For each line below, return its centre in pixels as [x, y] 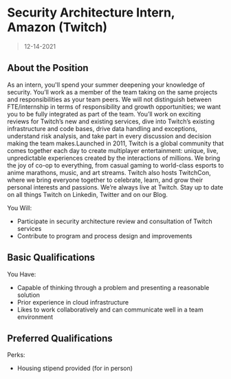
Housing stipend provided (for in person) [75, 368]
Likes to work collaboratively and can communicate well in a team [110, 309]
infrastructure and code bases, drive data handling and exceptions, [102, 128]
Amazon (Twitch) [57, 27]
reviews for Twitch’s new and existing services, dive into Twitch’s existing [111, 121]
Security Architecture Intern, [91, 13]
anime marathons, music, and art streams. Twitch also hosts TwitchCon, [109, 172]
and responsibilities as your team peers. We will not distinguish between [109, 99]
